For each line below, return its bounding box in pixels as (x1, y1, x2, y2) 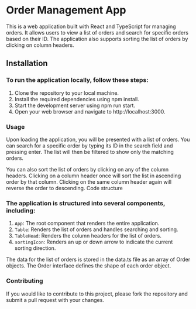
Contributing (6, 277, 43, 285)
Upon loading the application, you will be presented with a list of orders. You (6, 136, 190, 143)
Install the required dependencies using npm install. (14, 95, 139, 102)
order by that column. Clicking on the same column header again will (6, 178, 171, 185)
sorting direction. (14, 245, 56, 252)
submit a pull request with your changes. (6, 296, 104, 303)
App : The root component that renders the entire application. (14, 220, 160, 227)
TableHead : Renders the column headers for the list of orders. (14, 232, 162, 239)
